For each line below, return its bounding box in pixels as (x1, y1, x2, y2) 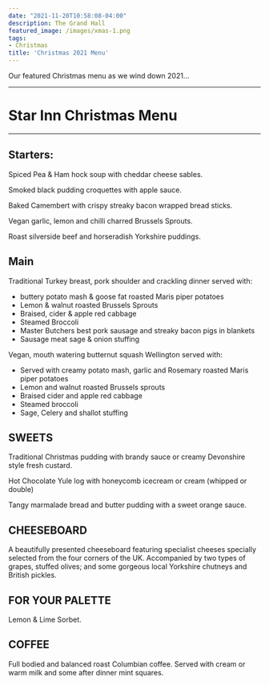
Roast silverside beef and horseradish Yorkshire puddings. (8, 232, 202, 241)
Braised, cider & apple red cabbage (19, 308, 137, 318)
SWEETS (8, 430, 54, 445)
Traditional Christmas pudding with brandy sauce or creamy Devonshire (8, 452, 246, 461)
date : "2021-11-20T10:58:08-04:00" (8, 11, 127, 20)
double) (8, 485, 34, 494)
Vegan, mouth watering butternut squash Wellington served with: (8, 349, 223, 359)
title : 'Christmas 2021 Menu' (8, 49, 110, 57)
